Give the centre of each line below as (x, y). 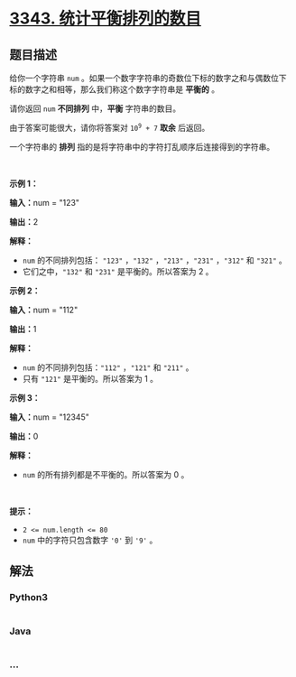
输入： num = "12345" (50, 417)
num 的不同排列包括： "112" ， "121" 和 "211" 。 (108, 367)
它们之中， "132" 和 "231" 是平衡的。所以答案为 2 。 (118, 271)
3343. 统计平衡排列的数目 (105, 19)
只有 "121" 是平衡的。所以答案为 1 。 (90, 379)
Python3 (28, 598)
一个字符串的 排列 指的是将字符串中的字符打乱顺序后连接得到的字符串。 (142, 147)
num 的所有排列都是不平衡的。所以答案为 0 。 (106, 474)
